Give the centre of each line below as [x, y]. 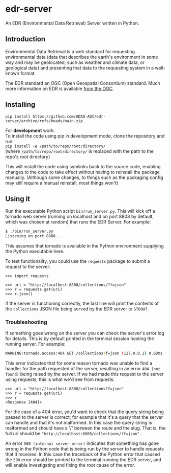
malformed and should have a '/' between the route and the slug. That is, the [85, 428]
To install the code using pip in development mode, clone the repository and [85, 136]
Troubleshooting [26, 322]
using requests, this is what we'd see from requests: [60, 379]
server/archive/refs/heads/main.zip [44, 121]
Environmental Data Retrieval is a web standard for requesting [70, 51]
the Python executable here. [35, 252]
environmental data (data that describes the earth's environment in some [82, 57]
